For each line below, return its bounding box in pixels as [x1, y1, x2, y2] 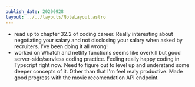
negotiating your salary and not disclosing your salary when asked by [14, 36, 183, 43]
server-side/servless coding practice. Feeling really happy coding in [14, 55, 180, 62]
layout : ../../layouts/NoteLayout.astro [5, 14, 107, 20]
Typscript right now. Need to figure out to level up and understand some [14, 61, 190, 68]
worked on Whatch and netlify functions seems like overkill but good [14, 49, 181, 56]
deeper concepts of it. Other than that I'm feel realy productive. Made [14, 68, 183, 75]
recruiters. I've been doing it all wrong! [14, 42, 108, 50]
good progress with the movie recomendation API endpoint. [14, 74, 160, 81]
